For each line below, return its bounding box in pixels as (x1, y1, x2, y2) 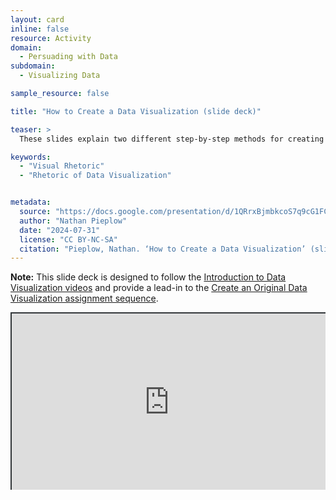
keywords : (10, 152, 52, 162)
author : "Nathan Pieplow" (19, 216, 128, 226)
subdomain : (10, 61, 56, 71)
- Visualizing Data (19, 71, 101, 81)
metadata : (10, 197, 52, 208)
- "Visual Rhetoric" (19, 161, 105, 171)
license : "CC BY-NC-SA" (19, 234, 118, 245)
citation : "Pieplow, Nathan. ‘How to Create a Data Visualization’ (19, 244, 307, 254)
